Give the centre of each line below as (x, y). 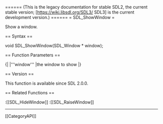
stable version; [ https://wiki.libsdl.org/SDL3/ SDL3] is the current (70, 12)
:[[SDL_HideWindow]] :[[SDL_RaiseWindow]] (49, 102)
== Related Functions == (30, 93)
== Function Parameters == (33, 55)
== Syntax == (19, 36)
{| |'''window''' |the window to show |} (43, 64)
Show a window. (21, 27)
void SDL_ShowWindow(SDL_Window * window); (54, 45)
